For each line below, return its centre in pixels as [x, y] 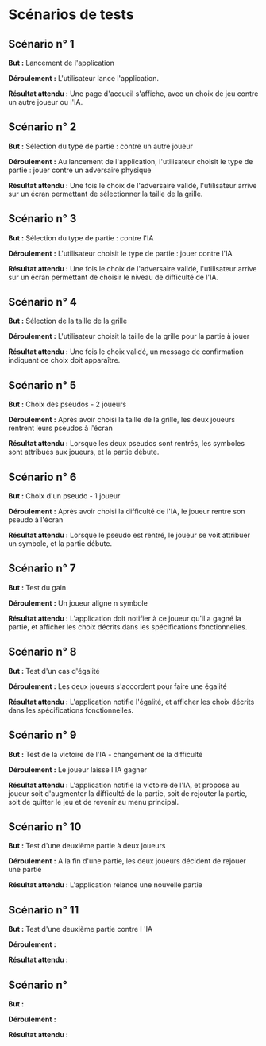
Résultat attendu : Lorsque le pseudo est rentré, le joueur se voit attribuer [129, 535]
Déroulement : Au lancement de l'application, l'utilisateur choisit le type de [131, 161]
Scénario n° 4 [42, 302]
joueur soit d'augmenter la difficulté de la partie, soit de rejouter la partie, [128, 793]
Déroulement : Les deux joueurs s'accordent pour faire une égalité [118, 686]
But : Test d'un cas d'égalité [54, 671]
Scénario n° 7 [42, 569]
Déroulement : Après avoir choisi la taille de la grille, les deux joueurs [122, 420]
